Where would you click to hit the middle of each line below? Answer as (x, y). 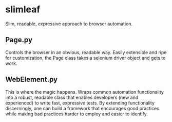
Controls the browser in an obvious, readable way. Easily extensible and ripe (86, 52)
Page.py (19, 40)
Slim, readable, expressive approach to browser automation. (69, 24)
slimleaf (23, 10)
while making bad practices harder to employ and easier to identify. (77, 114)
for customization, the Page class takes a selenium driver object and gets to (85, 58)
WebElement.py (32, 80)
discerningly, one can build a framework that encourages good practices (82, 108)
